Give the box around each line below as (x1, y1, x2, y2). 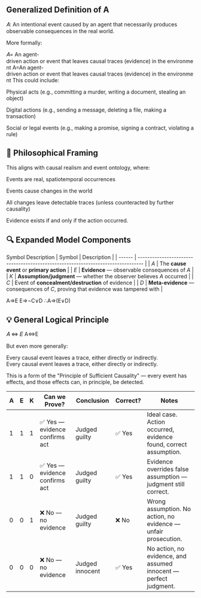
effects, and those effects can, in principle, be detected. (6, 378, 145, 386)
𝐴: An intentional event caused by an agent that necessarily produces (6, 20, 178, 28)
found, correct (147, 440, 187, 449)
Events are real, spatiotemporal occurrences (6, 175, 115, 182)
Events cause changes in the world (6, 187, 93, 194)
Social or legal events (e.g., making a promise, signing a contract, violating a (6, 124, 194, 131)
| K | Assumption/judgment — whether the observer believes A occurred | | (6, 273, 194, 280)
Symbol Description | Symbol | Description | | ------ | (6, 254, 136, 261)
